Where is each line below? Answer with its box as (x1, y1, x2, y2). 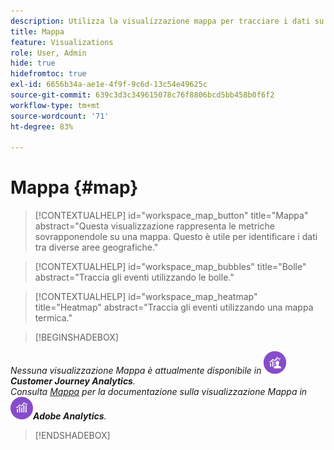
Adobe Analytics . (33, 410, 107, 422)
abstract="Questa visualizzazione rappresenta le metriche (34, 220, 275, 232)
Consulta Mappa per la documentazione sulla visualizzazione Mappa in (10, 386, 308, 398)
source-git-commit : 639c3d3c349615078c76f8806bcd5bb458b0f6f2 (10, 90, 275, 100)
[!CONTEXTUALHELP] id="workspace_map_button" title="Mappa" (34, 210, 309, 222)
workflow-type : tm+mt (10, 100, 101, 110)
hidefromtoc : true (10, 69, 87, 79)
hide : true (10, 58, 56, 69)
